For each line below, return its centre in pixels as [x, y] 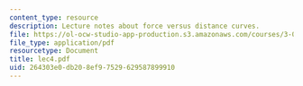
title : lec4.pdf [40, 59]
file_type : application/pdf [62, 43]
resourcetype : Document [54, 51]
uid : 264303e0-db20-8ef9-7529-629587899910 [92, 68]
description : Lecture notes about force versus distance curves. [134, 26]
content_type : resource [54, 17]
